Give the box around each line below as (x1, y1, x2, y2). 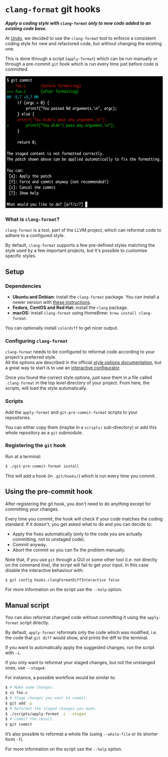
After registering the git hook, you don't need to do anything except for (5, 501, 151, 507)
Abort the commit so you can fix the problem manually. (12, 547, 126, 553)
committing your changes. (5, 506, 59, 512)
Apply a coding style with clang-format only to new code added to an (5, 20, 151, 26)
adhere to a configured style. (5, 232, 65, 239)
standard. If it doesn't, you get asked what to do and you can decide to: (5, 521, 152, 527)
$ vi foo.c (5, 690, 28, 695)
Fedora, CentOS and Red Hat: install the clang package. (12, 305, 128, 311)
